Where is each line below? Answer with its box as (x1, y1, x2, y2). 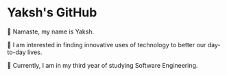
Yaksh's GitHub (7, 5, 97, 21)
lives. (27, 48, 43, 56)
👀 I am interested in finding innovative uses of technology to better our (7, 40, 206, 49)
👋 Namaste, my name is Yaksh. (7, 27, 95, 36)
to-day (7, 48, 26, 56)
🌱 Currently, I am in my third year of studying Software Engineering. (7, 61, 198, 69)
